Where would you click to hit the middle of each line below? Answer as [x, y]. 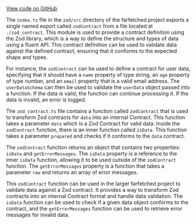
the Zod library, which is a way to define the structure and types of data [92, 38]
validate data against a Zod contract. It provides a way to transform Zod [92, 190]
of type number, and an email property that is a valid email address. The [93, 81]
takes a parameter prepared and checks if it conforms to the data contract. [96, 136]
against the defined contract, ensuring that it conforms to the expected [92, 51]
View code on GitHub [32, 9]
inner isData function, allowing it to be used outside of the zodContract [91, 160]
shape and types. [27, 57]
